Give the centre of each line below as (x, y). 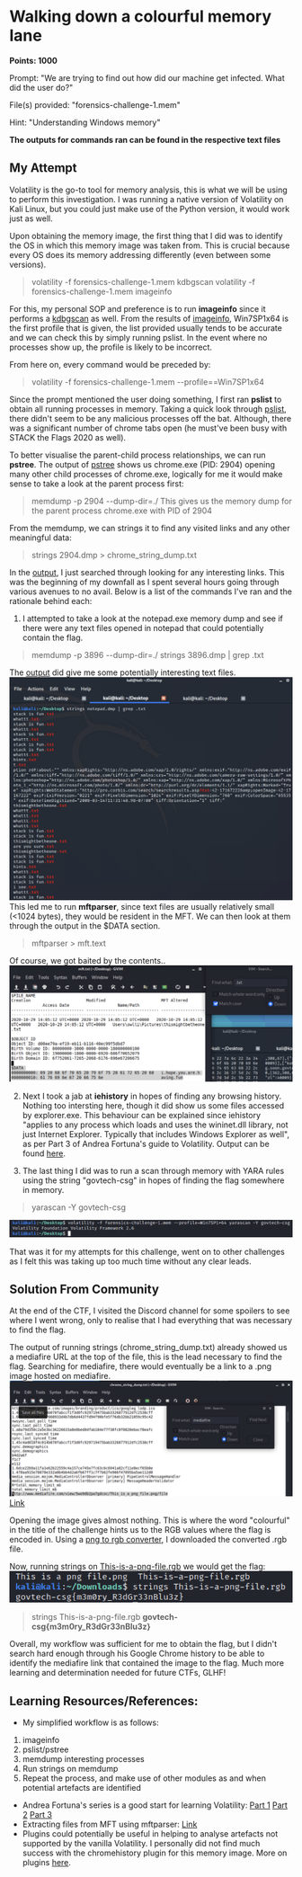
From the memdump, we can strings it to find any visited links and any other (150, 528)
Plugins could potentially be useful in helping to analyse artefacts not (150, 1834)
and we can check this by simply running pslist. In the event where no (138, 337)
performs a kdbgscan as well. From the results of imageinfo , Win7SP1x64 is (149, 318)
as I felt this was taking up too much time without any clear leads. (130, 1261)
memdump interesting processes (84, 1759)
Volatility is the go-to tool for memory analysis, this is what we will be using (148, 190)
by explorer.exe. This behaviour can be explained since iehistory (142, 1116)
